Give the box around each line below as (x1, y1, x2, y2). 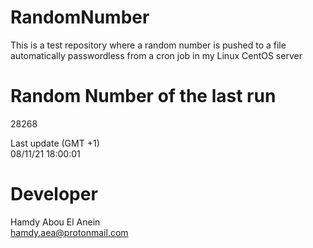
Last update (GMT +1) (10, 137, 100, 149)
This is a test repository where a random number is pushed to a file (10, 39, 287, 51)
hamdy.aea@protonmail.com (10, 226, 129, 238)
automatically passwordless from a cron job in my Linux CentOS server (10, 49, 303, 61)
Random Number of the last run (10, 85, 277, 108)
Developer (10, 183, 98, 206)
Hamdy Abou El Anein (10, 216, 101, 228)
